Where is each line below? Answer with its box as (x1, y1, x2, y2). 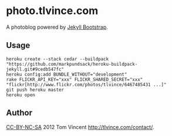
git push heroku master (6, 87, 65, 93)
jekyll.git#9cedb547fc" (6, 66, 65, 72)
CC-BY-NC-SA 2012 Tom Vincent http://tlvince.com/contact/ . (6, 123, 154, 130)
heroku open (6, 92, 35, 98)
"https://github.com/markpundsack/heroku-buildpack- (6, 61, 138, 67)
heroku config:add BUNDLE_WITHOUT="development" (6, 72, 127, 77)
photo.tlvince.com (6, 4, 99, 18)
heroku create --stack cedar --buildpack (6, 56, 109, 62)
